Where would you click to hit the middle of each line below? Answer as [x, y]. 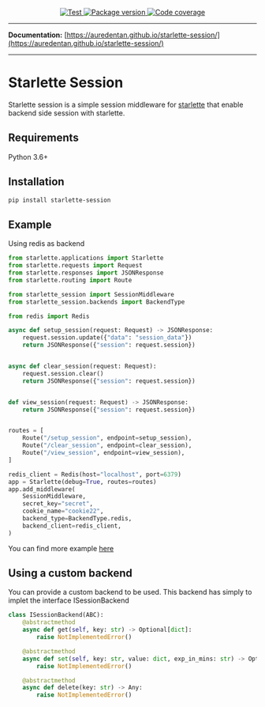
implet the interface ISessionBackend [69, 600]
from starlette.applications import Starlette [86, 258]
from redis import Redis [49, 316]
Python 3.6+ [28, 157]
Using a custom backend [70, 573]
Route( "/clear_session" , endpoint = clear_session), [107, 446]
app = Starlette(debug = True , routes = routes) [82, 482]
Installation [36, 182]
